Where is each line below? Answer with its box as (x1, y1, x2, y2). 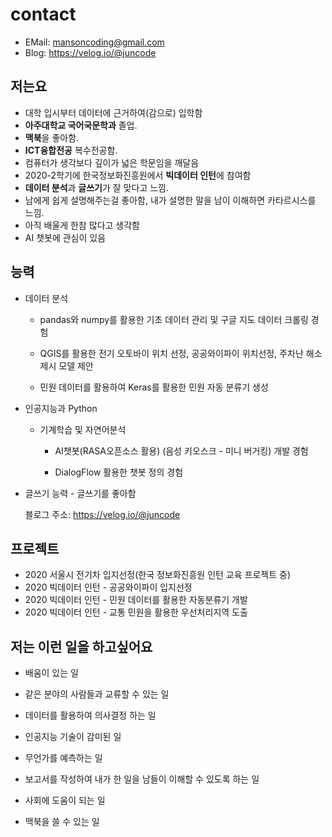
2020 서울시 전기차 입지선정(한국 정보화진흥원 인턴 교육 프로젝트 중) (24, 569, 292, 581)
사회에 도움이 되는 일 (24, 794, 106, 807)
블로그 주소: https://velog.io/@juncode (24, 508, 181, 520)
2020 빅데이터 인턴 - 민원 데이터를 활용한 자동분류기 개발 (24, 594, 248, 606)
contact (10, 3, 77, 26)
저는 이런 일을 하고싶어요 (10, 638, 153, 655)
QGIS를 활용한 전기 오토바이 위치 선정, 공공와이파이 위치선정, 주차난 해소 (39, 347, 323, 359)
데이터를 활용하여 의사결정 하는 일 (24, 709, 157, 722)
